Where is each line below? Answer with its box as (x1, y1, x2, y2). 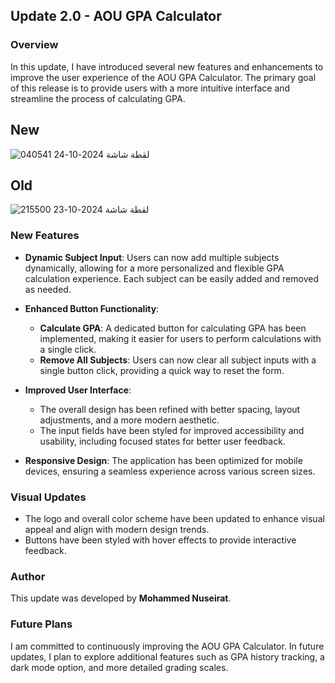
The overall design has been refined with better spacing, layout (39, 403, 301, 415)
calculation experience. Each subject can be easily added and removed (24, 272, 319, 284)
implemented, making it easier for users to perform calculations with (39, 332, 322, 344)
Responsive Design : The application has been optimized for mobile (24, 454, 303, 466)
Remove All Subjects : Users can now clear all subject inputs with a (39, 354, 317, 366)
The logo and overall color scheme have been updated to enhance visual (24, 512, 325, 524)
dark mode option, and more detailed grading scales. (10, 661, 229, 673)
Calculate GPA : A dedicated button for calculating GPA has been (39, 322, 307, 334)
